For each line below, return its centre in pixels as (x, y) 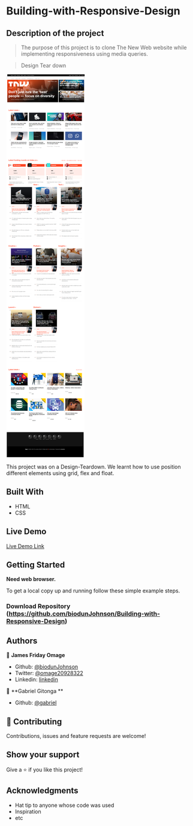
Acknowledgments (43, 791)
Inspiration (28, 811)
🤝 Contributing (34, 721)
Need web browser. (31, 579)
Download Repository (38, 606)
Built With (25, 492)
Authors (22, 641)
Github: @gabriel (36, 703)
